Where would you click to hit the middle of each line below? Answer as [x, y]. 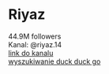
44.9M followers [35, 36]
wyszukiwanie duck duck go [54, 61]
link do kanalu [31, 53]
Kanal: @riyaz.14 [35, 44]
